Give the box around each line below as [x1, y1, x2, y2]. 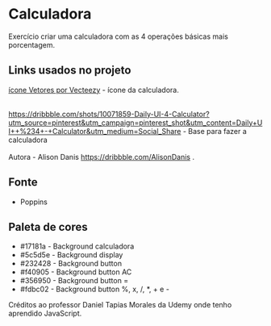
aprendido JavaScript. [8, 308, 82, 319]
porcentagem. [8, 40, 55, 49]
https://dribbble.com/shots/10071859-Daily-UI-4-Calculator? [8, 109, 210, 119]
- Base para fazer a [182, 126, 248, 136]
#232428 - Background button [19, 259, 123, 269]
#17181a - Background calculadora [19, 241, 135, 251]
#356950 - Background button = [19, 276, 129, 286]
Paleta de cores [8, 219, 88, 234]
